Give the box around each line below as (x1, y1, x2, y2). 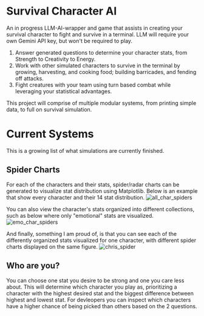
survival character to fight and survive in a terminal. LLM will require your (6, 30, 189, 38)
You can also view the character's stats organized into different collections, (6, 205, 195, 213)
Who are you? (6, 261, 60, 271)
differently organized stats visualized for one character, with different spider (6, 237, 196, 244)
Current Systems (6, 127, 94, 141)
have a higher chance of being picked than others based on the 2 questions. (6, 302, 197, 310)
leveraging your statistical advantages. (15, 87, 112, 95)
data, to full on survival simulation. (6, 106, 92, 113)
